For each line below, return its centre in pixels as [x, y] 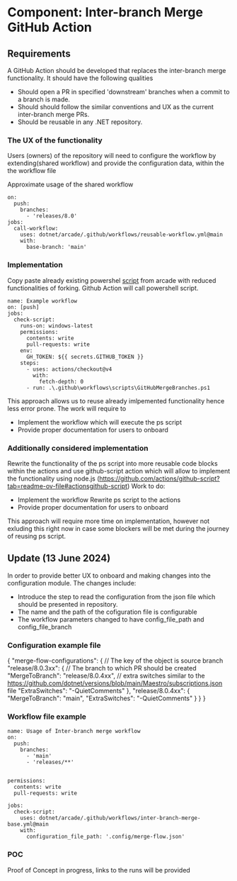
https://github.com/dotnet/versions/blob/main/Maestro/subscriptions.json [115, 683]
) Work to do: [146, 486]
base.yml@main [28, 824]
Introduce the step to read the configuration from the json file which [116, 597]
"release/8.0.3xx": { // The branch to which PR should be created [102, 668]
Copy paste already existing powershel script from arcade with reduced [112, 280]
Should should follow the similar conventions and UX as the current [116, 107]
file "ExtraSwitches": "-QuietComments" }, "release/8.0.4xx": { [99, 691]
